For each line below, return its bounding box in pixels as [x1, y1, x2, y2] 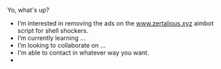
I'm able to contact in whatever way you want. [17, 48, 149, 57]
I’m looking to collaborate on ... [17, 41, 106, 49]
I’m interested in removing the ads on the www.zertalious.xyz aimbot [17, 19, 214, 27]
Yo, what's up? [7, 6, 50, 14]
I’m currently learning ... [17, 34, 85, 42]
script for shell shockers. [17, 27, 89, 34]
